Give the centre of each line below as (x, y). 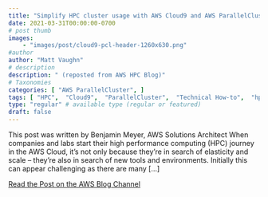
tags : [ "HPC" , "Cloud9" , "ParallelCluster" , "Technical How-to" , (126, 97)
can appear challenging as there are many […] (84, 169)
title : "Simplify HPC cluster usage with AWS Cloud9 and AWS (112, 16)
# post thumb (30, 30)
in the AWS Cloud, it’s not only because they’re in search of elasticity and (128, 152)
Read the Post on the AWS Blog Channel (75, 184)
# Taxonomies (30, 82)
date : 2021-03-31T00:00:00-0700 (62, 23)
